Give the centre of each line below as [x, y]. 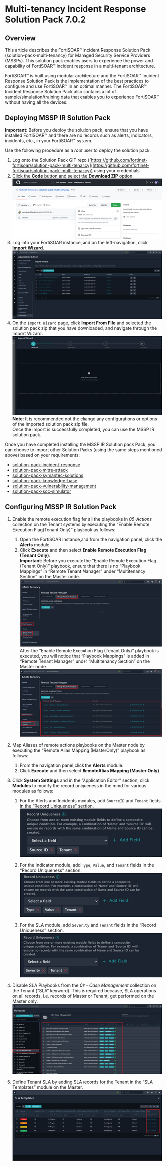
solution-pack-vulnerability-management [54, 486]
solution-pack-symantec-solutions [48, 475]
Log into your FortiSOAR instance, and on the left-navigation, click [80, 243]
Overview [21, 38]
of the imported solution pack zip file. [51, 424]
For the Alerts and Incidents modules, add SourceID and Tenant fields [90, 800]
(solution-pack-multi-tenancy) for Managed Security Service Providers [78, 55]
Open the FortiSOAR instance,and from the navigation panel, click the [91, 539]
